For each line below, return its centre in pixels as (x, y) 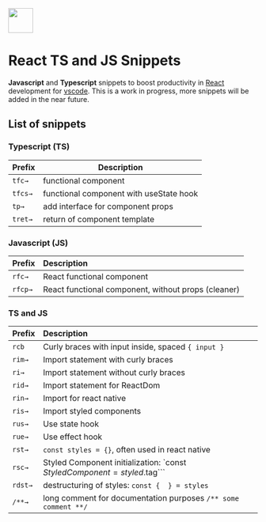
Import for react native (85, 399)
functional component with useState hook (121, 193)
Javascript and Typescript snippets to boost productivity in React (116, 82)
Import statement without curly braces (114, 373)
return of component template (99, 219)
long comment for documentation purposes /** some (141, 498)
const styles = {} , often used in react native (127, 450)
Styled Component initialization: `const (115, 463)
